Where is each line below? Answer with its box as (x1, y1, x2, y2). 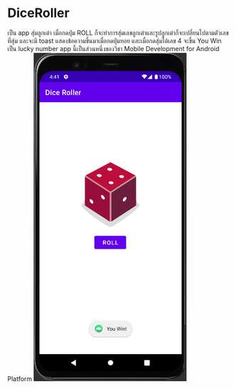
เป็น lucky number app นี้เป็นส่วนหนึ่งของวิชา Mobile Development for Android (7, 44, 220, 53)
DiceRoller (7, 5, 70, 21)
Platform (7, 374, 33, 383)
